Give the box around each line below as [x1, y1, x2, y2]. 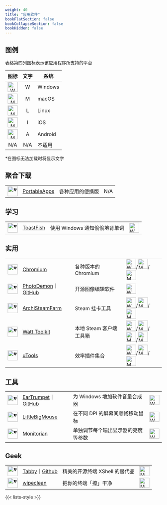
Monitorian [22, 430, 48, 437]
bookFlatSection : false [5, 16, 55, 21]
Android [37, 131, 56, 138]
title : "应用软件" [5, 12, 41, 17]
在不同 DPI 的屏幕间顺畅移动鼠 [73, 410, 144, 417]
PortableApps [22, 187, 55, 194]
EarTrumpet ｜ [22, 394, 55, 401]
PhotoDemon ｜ [22, 283, 58, 290]
